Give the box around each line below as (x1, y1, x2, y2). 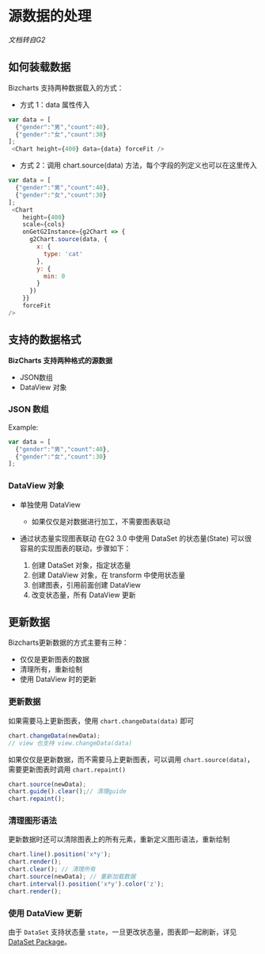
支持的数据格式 (8, 333, 81, 347)
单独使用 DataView (19, 500, 81, 509)
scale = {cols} (22, 220, 66, 228)
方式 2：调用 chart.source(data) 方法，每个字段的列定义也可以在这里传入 (19, 160, 257, 170)
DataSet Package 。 (8, 937, 72, 946)
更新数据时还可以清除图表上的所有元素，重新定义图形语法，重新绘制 (8, 834, 230, 845)
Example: (8, 422, 39, 432)
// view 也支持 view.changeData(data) (8, 739, 133, 747)
